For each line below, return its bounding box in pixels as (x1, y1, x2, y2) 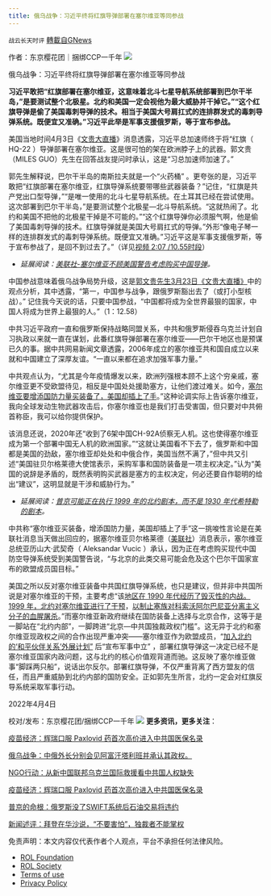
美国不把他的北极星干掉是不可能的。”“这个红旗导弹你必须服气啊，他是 (22, 211, 252, 221)
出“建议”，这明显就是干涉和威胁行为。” (8, 479, 135, 488)
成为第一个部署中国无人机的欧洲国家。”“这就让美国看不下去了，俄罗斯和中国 (8, 438, 259, 448)
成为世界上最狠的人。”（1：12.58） (29, 306, 142, 316)
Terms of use (19, 869, 65, 879)
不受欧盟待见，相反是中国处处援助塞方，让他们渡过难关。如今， (35, 381, 248, 391)
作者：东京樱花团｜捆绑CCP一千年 (8, 52, 123, 61)
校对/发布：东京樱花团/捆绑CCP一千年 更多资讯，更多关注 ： (8, 716, 218, 726)
